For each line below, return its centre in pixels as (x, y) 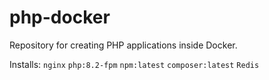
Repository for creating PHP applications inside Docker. (123, 45)
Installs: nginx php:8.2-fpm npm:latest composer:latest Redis (134, 64)
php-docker (60, 17)
